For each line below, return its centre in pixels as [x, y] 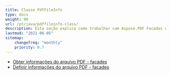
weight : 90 [17, 19]
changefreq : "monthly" [38, 43]
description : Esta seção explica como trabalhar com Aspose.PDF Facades [84, 29]
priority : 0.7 [29, 47]
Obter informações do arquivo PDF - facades [60, 61]
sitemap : [15, 38]
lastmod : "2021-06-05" [29, 33]
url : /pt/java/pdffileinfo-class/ [42, 24]
